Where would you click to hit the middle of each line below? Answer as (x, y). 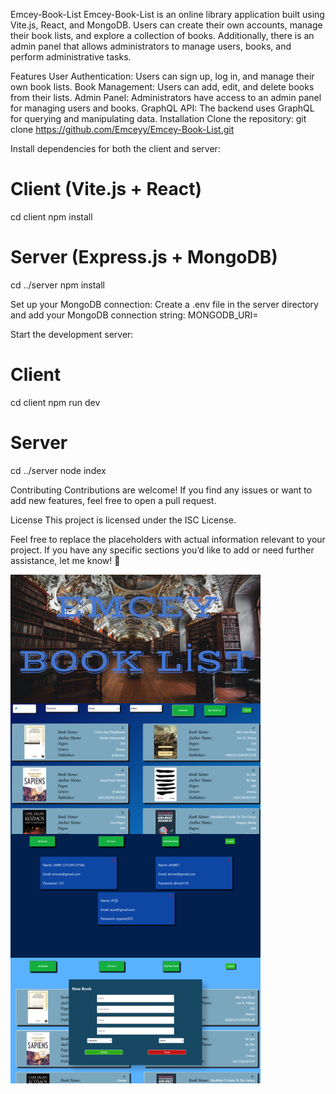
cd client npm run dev (55, 402)
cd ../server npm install (58, 285)
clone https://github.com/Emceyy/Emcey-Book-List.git (122, 129)
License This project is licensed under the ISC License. (123, 520)
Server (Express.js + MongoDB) (144, 257)
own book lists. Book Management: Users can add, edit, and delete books (162, 87)
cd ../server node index (58, 470)
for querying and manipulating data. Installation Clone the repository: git (158, 118)
